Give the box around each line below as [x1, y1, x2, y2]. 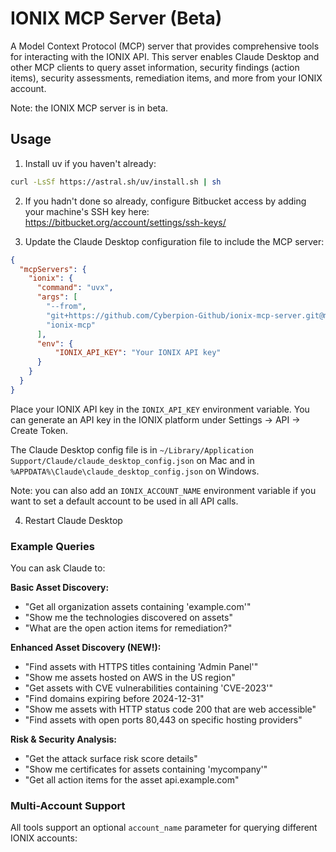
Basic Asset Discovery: [10, 582, 110, 594]
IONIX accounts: [10, 832, 78, 844]
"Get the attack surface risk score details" [24, 753, 198, 765]
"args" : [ [36, 292, 78, 302]
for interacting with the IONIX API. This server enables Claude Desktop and [10, 50, 320, 62]
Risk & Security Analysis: [10, 733, 117, 746]
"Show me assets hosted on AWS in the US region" [24, 672, 236, 684]
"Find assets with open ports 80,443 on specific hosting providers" [24, 714, 303, 726]
